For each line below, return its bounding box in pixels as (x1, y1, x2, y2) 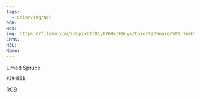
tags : (6, 8, 20, 15)
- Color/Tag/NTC (11, 14, 52, 20)
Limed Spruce (6, 64, 41, 71)
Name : (6, 48, 20, 54)
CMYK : (6, 36, 20, 42)
